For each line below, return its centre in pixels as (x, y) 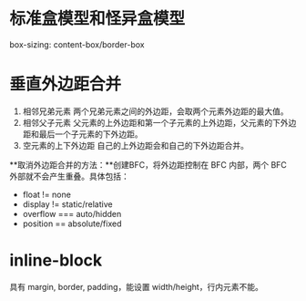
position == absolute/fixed (72, 223)
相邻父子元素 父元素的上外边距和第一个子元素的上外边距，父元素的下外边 (159, 122)
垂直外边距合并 (66, 84)
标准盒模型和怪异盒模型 (97, 19)
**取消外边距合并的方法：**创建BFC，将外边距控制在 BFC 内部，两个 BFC (148, 164)
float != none (46, 194)
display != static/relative (67, 204)
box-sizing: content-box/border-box (77, 44)
